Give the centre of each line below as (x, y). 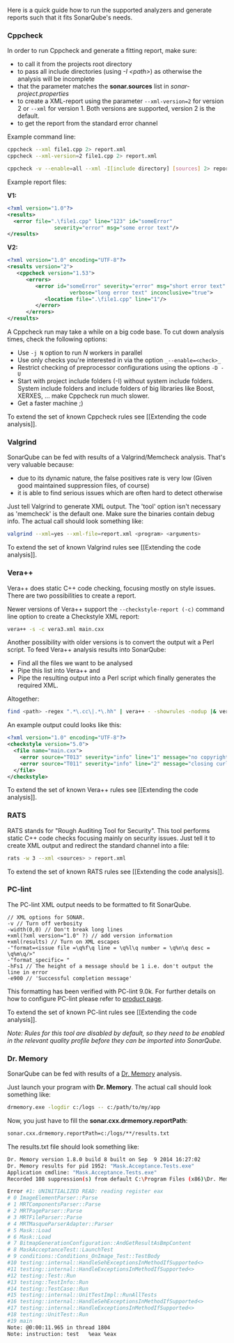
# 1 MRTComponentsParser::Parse (54, 1204)
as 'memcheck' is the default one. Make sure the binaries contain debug (111, 514)
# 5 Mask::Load (29, 1230)
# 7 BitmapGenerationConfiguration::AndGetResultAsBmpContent (99, 1243)
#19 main (20, 1321)
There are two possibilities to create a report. (72, 596)
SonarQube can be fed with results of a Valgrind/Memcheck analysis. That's (117, 457)
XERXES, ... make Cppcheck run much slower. (83, 396)
